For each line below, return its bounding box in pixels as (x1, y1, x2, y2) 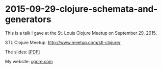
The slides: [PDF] (5, 49, 40, 55)
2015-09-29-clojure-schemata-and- (5, 3, 158, 15)
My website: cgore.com (5, 58, 53, 64)
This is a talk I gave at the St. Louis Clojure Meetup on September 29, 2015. (5, 30, 157, 36)
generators (5, 14, 52, 25)
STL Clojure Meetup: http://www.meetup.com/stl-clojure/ (5, 39, 121, 45)
